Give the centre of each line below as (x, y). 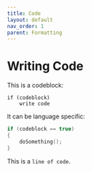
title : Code (24, 13)
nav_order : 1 (26, 26)
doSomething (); (41, 142)
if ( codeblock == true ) (41, 129)
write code (35, 104)
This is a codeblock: (35, 85)
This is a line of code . (39, 161)
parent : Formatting (35, 32)
